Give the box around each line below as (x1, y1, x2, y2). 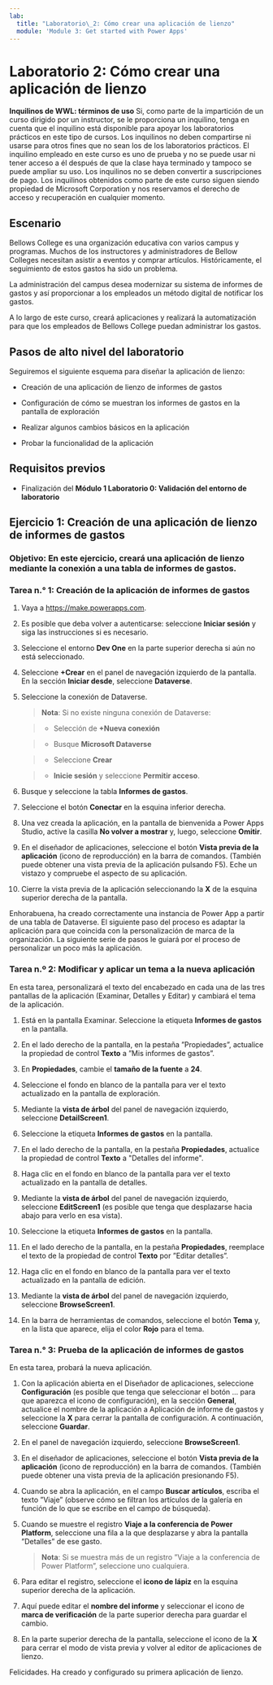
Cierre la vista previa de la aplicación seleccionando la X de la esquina (20, 884, 258, 894)
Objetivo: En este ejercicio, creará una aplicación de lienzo (9, 552, 245, 564)
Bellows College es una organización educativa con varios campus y (9, 238, 239, 248)
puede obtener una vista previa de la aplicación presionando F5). (20, 1470, 239, 1480)
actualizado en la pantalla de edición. (20, 1275, 146, 1285)
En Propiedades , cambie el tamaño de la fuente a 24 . (20, 1063, 202, 1074)
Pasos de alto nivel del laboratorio (9, 345, 184, 359)
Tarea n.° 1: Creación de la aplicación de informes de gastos (9, 584, 250, 596)
